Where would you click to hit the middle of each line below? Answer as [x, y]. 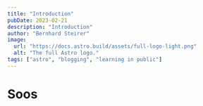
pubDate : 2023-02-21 [38, 20]
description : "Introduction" [50, 27]
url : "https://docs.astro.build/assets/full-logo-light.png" [105, 46]
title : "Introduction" [41, 14]
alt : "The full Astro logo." [56, 53]
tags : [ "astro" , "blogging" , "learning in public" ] [85, 60]
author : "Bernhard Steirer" [49, 33]
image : [17, 40]
